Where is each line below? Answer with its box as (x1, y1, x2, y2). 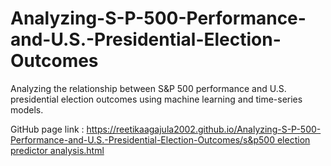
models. (10, 103, 44, 116)
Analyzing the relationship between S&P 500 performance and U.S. (10, 82, 287, 94)
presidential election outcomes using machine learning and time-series (10, 93, 303, 105)
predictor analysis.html (10, 144, 105, 156)
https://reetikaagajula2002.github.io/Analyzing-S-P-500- (86, 123, 322, 135)
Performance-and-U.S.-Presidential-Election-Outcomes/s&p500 (10, 133, 276, 146)
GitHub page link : (10, 123, 85, 135)
